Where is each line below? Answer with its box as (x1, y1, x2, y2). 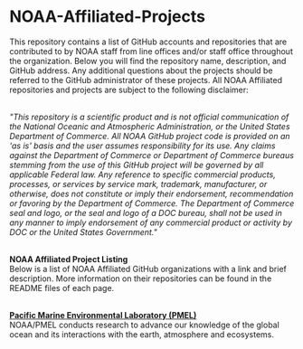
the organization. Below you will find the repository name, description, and (9, 55, 287, 66)
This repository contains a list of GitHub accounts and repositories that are (9, 36, 288, 47)
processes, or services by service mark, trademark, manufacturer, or (9, 178, 268, 189)
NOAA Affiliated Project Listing (9, 253, 128, 264)
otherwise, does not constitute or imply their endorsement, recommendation (9, 188, 294, 199)
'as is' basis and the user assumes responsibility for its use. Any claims (9, 140, 276, 151)
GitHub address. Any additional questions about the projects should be (9, 65, 273, 76)
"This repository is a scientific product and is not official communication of (9, 111, 289, 122)
